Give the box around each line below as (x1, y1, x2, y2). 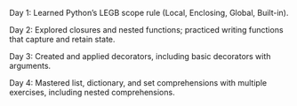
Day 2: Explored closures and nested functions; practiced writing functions (9, 25, 284, 34)
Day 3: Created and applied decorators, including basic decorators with (9, 51, 271, 61)
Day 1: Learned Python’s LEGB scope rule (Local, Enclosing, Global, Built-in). (9, 8, 289, 18)
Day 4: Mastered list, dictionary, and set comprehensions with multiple (9, 78, 268, 87)
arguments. (9, 61, 52, 71)
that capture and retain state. (9, 34, 116, 44)
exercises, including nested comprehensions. (9, 87, 175, 97)
